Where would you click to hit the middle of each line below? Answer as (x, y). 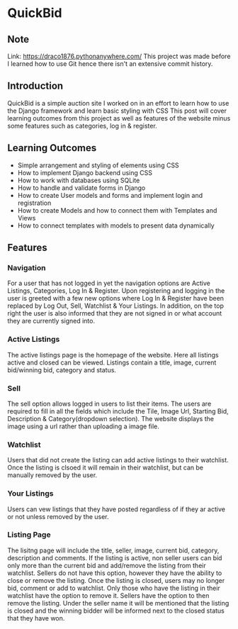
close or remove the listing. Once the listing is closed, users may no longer (116, 580)
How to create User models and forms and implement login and (110, 195)
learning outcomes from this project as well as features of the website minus (119, 118)
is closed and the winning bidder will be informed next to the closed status (116, 611)
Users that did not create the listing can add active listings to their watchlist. (118, 460)
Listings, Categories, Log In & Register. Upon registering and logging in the (116, 291)
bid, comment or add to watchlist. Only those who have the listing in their (114, 588)
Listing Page (29, 535)
